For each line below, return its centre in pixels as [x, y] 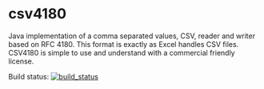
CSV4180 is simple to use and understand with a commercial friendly [122, 52]
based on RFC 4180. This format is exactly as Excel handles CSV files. [124, 44]
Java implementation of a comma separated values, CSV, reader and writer [132, 36]
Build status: [29, 76]
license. [21, 61]
